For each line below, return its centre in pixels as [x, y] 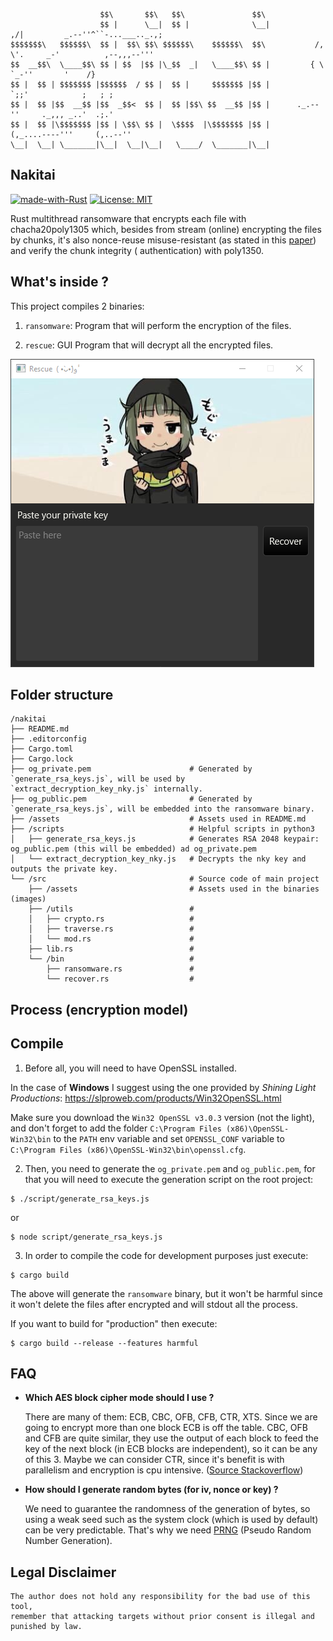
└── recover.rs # [120, 979]
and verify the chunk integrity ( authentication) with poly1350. [137, 250]
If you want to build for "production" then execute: [114, 1323]
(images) [28, 899]
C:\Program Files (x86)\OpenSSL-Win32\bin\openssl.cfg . [128, 1149]
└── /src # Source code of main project [165, 879]
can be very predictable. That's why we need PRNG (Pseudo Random [168, 1530]
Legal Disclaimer [63, 1572]
